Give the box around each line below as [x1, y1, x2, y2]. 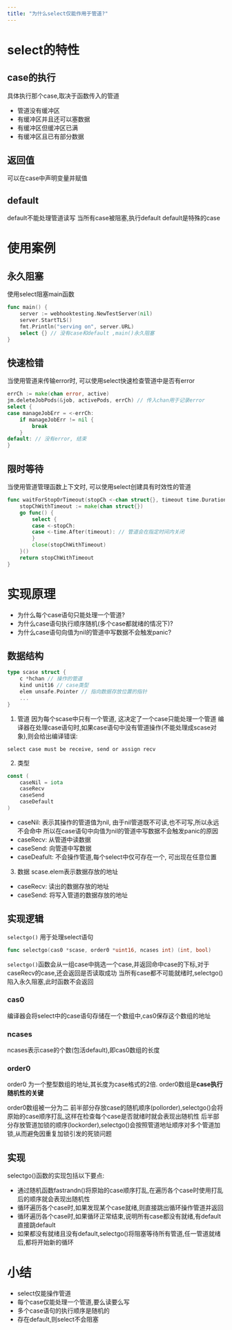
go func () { [19, 509, 54, 516]
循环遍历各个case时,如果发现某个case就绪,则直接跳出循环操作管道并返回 [17, 1203, 224, 1212]
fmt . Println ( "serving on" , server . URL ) [19, 323, 135, 330]
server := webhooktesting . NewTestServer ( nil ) [19, 310, 153, 317]
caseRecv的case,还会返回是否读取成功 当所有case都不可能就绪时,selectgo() [7, 968, 223, 977]
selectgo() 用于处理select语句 [7, 932, 94, 941]
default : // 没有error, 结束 [7, 436, 87, 443]
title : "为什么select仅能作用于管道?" [7, 10, 108, 17]
